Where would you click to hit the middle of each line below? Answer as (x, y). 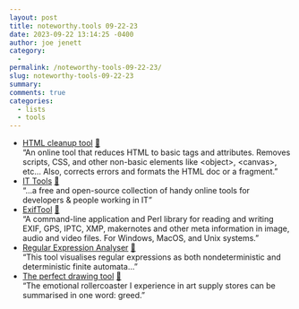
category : (28, 51)
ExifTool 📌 (41, 210)
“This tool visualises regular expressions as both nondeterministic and (151, 257)
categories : (31, 101)
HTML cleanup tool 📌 (61, 143)
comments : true (38, 92)
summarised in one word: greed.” (84, 296)
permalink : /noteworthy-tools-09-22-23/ (86, 68)
